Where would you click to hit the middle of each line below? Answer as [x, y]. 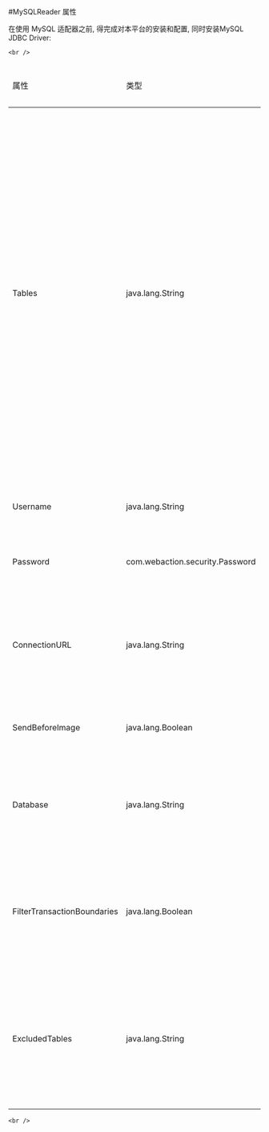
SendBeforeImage [46, 728]
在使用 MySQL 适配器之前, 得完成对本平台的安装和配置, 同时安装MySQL [126, 29]
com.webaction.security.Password [191, 562]
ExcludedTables [42, 1039]
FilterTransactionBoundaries [65, 911]
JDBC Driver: [30, 38]
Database [30, 804]
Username [32, 506]
